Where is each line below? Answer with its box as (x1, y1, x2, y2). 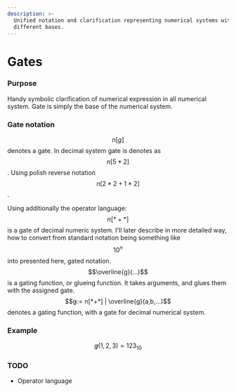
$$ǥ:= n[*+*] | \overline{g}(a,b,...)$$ (65, 296, 171, 306)
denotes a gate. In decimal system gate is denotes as (7, 147, 162, 155)
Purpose (7, 79, 37, 89)
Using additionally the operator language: (7, 204, 127, 213)
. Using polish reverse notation (7, 169, 96, 177)
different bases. (13, 23, 65, 30)
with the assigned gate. (7, 286, 75, 294)
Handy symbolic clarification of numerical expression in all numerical (7, 94, 207, 103)
